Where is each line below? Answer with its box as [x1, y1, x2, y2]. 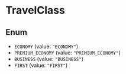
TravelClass [5, 4, 66, 17]
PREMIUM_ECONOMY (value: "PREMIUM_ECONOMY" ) [14, 49, 121, 56]
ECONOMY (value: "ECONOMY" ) [14, 43, 78, 50]
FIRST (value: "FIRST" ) [14, 62, 68, 69]
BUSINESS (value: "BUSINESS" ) [14, 56, 84, 62]
